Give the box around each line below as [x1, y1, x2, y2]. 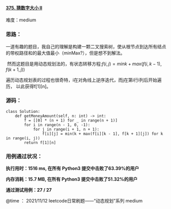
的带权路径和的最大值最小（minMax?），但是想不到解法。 [6, 50, 125, 56]
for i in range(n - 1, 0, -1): [24, 122, 91, 127]
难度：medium [6, 17, 36, 23]
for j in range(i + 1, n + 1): [33, 127, 100, 132]
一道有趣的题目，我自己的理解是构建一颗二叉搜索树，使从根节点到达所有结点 [6, 43, 166, 49]
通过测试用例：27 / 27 [6, 187, 52, 193]
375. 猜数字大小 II [6, 5, 43, 11]
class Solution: [6, 109, 40, 114]
